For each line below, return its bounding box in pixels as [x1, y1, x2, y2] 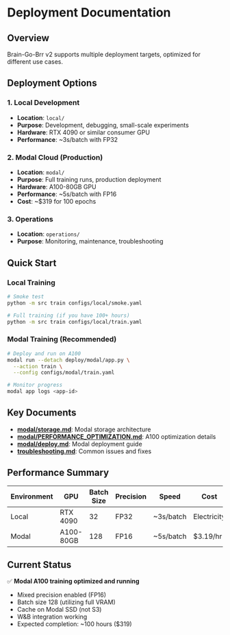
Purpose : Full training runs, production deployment [16, 175, 162, 183]
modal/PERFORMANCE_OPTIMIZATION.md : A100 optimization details [16, 432, 216, 440]
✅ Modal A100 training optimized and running [7, 577, 140, 586]
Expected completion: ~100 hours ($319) [16, 620, 132, 628]
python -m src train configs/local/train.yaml [7, 318, 142, 325]
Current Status [7, 559, 72, 571]
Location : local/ [16, 113, 65, 121]
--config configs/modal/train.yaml [13, 369, 115, 376]
